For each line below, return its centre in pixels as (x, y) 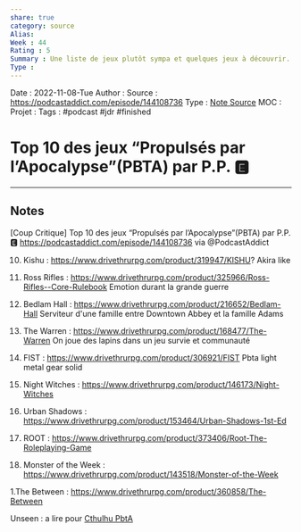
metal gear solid (53, 367)
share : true (32, 17)
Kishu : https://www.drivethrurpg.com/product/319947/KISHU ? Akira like (157, 260)
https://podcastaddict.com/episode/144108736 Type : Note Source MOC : (146, 102)
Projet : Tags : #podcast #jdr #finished (81, 112)
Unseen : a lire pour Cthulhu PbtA (71, 518)
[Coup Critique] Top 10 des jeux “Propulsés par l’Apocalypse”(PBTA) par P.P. (150, 232)
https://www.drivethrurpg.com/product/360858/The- (169, 491)
